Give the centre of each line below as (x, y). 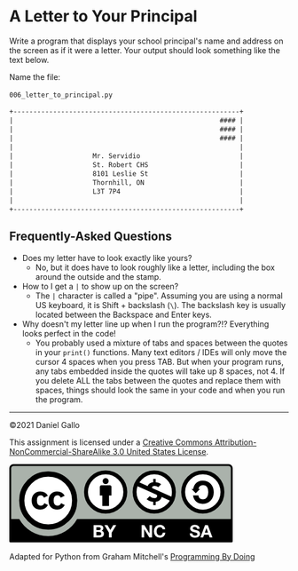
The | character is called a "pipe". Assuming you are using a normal (159, 296)
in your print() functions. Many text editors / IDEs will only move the (161, 352)
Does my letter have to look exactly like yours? (107, 258)
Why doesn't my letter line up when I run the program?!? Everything (145, 324)
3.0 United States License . (161, 451)
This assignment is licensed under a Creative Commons (111, 442)
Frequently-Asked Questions (91, 237)
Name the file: (35, 76)
